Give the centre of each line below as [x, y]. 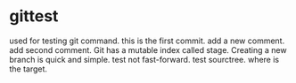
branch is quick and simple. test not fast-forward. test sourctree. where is [144, 59]
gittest [34, 16]
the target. [28, 69]
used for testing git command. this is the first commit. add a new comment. [147, 41]
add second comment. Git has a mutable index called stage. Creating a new [148, 49]
